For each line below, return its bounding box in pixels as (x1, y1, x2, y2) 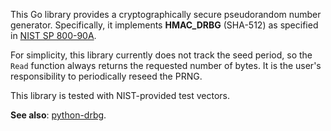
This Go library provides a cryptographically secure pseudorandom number (10, 9, 322, 20)
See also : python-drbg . (10, 109, 107, 121)
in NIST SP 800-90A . (10, 30, 97, 41)
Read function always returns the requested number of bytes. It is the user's (10, 60, 322, 71)
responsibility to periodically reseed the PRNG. (10, 70, 203, 82)
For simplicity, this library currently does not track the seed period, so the (10, 49, 313, 61)
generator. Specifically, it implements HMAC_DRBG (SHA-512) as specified (10, 19, 319, 31)
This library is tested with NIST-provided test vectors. (10, 90, 230, 101)
